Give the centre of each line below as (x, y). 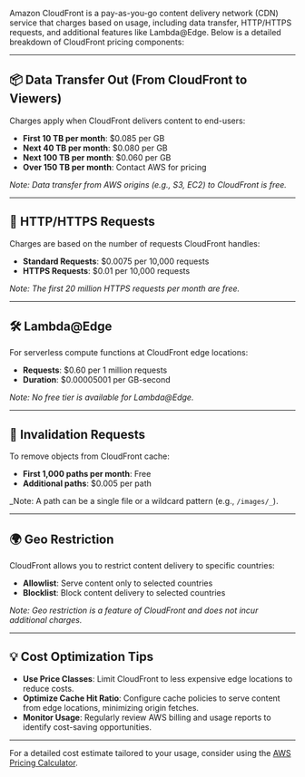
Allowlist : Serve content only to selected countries (118, 583)
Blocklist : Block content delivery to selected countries (124, 593)
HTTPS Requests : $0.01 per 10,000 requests (106, 270)
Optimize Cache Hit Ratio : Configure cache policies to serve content (151, 698)
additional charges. (46, 620)
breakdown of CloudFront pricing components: (97, 42)
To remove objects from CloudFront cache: (90, 456)
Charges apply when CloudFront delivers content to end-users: (128, 121)
